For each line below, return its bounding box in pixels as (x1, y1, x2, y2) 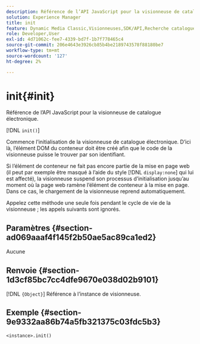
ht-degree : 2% (6, 58, 42, 64)
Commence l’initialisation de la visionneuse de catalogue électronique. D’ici (6, 138, 191, 146)
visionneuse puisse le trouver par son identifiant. (6, 151, 126, 158)
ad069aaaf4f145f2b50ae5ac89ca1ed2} (6, 232, 157, 242)
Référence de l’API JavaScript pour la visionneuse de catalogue (6, 109, 162, 116)
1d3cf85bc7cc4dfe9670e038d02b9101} (6, 274, 159, 284)
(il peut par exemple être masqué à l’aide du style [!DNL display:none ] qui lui (6, 169, 194, 176)
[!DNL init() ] (6, 127, 40, 134)
